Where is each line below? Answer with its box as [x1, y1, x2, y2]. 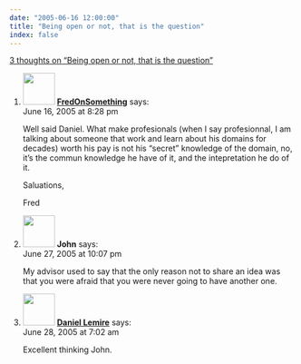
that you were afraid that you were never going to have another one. [22, 276, 278, 287]
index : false [9, 30, 59, 39]
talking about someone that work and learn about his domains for [22, 133, 267, 144]
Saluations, [22, 180, 65, 191]
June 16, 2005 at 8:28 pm [22, 106, 119, 117]
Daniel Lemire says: [56, 317, 131, 328]
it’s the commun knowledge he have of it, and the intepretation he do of [22, 152, 290, 163]
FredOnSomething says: [56, 96, 150, 107]
